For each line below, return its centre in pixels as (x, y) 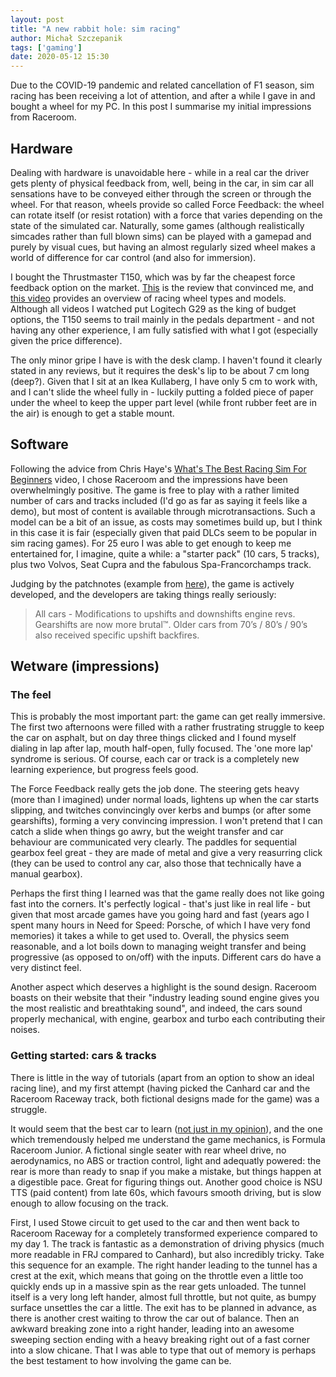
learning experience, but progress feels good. (104, 770)
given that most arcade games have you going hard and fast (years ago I (160, 915)
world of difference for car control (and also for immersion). (133, 257)
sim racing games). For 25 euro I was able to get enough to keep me (151, 543)
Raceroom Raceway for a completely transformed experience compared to (164, 1233)
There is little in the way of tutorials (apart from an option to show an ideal (162, 1077)
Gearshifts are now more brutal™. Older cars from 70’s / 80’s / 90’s (171, 624)
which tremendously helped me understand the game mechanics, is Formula (168, 1139)
